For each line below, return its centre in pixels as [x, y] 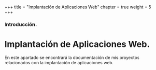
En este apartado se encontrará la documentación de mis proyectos [72, 58]
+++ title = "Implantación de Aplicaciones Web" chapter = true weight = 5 [78, 7]
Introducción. [21, 24]
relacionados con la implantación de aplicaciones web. [59, 62]
